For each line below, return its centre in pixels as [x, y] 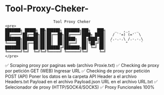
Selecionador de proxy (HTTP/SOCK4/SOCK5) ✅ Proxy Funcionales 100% [80, 87]
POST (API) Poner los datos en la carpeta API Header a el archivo [71, 76]
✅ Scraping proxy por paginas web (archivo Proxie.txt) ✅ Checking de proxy [82, 65]
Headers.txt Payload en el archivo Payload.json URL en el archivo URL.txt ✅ [82, 81]
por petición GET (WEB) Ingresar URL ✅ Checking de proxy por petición [78, 71]
